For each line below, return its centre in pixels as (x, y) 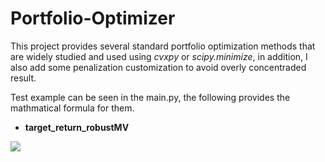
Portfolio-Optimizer (93, 18)
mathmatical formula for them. (72, 108)
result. (23, 78)
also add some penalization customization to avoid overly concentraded (158, 67)
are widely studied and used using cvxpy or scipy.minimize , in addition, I (159, 56)
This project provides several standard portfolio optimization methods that (163, 46)
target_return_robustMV (77, 127)
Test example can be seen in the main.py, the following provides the (150, 97)
